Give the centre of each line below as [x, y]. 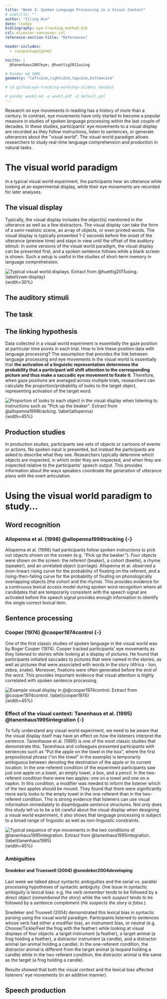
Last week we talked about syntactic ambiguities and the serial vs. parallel [81, 882]
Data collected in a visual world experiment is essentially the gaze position [81, 343]
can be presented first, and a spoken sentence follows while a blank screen [83, 251]
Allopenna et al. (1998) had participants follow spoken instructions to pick [80, 550]
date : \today [19, 24]
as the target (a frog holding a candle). [44, 960]
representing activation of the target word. [48, 391]
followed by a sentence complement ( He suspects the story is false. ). [76, 903]
